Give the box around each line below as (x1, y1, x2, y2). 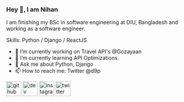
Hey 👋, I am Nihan (6, 5, 59, 14)
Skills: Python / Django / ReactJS (6, 37, 87, 44)
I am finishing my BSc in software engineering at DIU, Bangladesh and (6, 19, 179, 26)
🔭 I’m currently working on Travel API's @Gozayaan (14, 48, 142, 55)
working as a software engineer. (6, 25, 85, 32)
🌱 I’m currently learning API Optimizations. (14, 55, 119, 62)
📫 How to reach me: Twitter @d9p (14, 68, 101, 75)
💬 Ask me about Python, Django (14, 60, 94, 68)
